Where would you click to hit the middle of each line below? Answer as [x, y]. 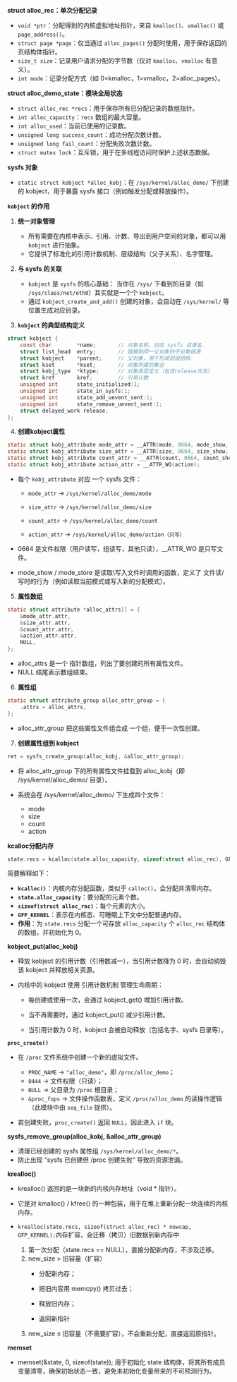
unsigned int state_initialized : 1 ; [80, 384]
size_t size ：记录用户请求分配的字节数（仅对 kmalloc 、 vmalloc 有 [114, 61]
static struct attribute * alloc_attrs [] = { [74, 610]
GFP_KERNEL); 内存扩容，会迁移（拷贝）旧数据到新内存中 [98, 1235]
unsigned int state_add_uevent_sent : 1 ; [86, 397]
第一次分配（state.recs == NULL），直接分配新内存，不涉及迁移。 [123, 1250]
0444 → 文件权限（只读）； [66, 1081]
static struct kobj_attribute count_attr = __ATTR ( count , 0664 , [104, 458]
